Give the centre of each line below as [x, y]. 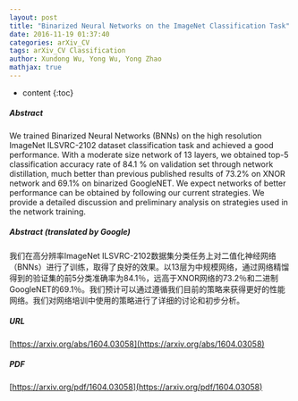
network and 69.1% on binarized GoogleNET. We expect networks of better [148, 183]
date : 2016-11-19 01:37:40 [60, 34]
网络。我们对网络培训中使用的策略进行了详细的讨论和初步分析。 [127, 300]
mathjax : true [36, 68]
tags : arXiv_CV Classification [68, 51]
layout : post [34, 17]
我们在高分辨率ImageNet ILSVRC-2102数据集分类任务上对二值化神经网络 [143, 255]
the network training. [48, 212]
